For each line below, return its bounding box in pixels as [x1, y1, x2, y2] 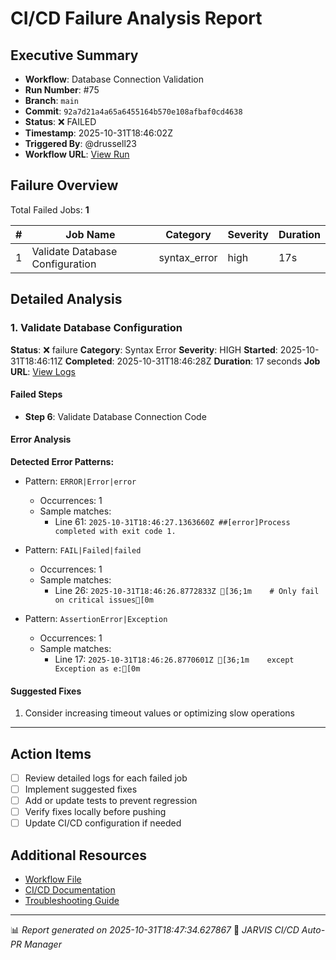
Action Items [10, 745, 92, 762]
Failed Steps [10, 388, 63, 401]
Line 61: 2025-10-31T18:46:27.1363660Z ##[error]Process [54, 515, 291, 527]
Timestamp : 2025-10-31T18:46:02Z [24, 127, 173, 139]
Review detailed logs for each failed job [24, 772, 188, 784]
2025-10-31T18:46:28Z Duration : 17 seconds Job [116, 355, 321, 367]
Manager [23, 938, 62, 951]
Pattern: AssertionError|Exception [24, 612, 168, 624]
